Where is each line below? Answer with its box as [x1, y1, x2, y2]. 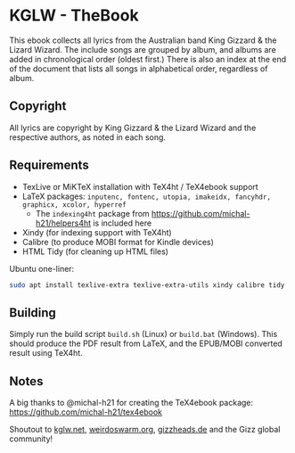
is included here [93, 218, 152, 228]
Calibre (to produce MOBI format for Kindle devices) [21, 236, 214, 247]
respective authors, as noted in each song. [9, 131, 167, 143]
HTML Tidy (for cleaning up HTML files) [21, 246, 169, 257]
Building [9, 305, 56, 320]
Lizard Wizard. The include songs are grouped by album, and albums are [9, 44, 276, 54]
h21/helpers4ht [35, 218, 92, 228]
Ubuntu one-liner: [9, 263, 75, 274]
